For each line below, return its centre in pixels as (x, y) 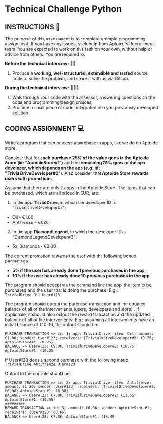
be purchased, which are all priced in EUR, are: (52, 193)
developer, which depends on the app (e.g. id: (52, 168)
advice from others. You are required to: (45, 54)
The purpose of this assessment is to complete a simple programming (75, 39)
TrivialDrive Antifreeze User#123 (40, 364)
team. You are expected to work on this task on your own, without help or (79, 49)
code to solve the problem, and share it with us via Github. (71, 78)
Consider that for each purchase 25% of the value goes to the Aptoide (77, 158)
